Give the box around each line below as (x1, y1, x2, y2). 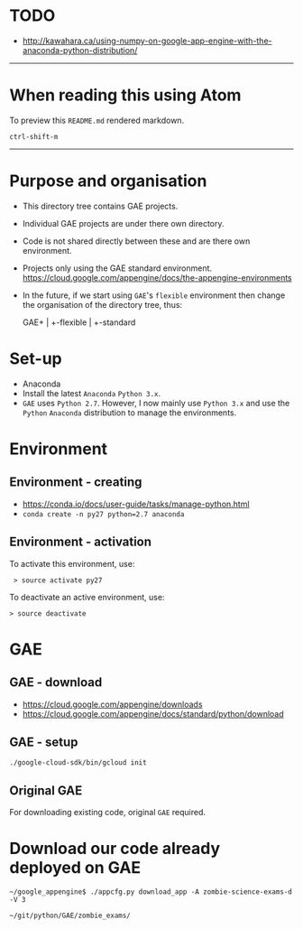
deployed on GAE (9, 858, 142, 878)
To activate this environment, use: (9, 558, 135, 569)
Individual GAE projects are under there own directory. (22, 218, 225, 228)
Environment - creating (9, 475, 142, 490)
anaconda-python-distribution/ (22, 44, 138, 55)
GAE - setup (9, 734, 78, 749)
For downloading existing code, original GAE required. (9, 807, 206, 818)
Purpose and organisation (9, 171, 207, 191)
